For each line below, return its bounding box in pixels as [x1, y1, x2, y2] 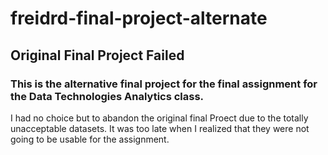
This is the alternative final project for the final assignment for [10, 77, 318, 91]
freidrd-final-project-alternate [10, 7, 268, 30]
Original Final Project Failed [10, 47, 185, 64]
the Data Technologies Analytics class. [10, 89, 205, 103]
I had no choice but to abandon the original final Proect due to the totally [10, 112, 309, 124]
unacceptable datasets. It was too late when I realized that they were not [10, 122, 310, 134]
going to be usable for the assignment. [10, 133, 170, 145]
